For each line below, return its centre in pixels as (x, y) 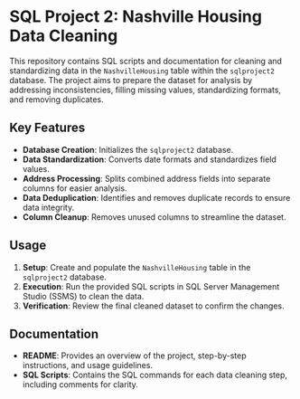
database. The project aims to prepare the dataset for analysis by (131, 80)
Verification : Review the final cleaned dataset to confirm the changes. (153, 306)
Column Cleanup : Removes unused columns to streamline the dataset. (154, 217)
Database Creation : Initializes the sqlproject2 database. (128, 149)
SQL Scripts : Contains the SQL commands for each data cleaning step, (155, 375)
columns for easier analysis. (75, 188)
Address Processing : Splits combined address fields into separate (146, 178)
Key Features (47, 128)
